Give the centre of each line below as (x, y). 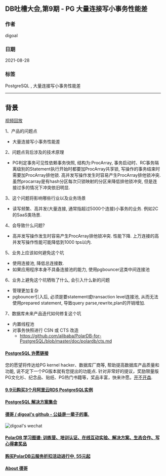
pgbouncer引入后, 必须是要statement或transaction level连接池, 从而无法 (85, 297)
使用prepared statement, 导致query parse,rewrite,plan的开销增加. (79, 303)
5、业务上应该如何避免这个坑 (35, 253)
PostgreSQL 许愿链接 (27, 353)
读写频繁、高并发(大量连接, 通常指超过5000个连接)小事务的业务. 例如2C (85, 209)
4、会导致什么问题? (25, 225)
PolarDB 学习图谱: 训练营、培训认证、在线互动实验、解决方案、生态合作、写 (83, 438)
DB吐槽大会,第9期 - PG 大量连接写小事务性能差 (76, 9)
